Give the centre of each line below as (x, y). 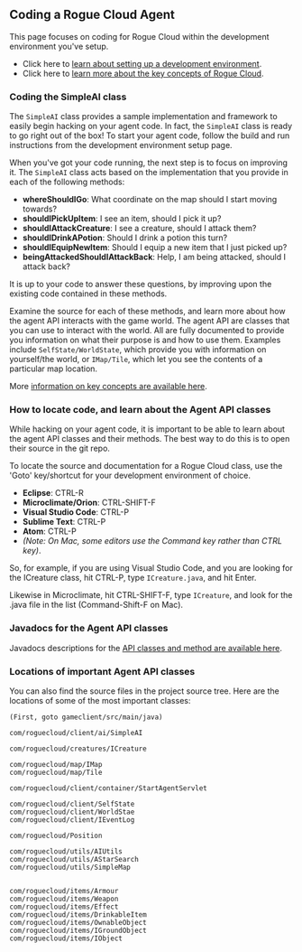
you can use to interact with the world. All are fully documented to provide (147, 331)
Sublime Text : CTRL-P (64, 522)
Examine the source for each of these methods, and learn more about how (147, 312)
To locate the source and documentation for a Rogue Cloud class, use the (146, 466)
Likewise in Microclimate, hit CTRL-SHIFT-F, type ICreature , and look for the (151, 595)
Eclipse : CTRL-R (53, 493)
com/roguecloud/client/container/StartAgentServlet (108, 789)
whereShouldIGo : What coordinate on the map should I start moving (150, 200)
